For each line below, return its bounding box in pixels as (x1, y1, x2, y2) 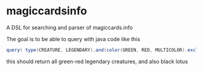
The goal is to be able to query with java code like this (6, 35, 141, 42)
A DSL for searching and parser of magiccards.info (6, 24, 133, 31)
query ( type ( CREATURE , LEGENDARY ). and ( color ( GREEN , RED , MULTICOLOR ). (6, 47, 188, 53)
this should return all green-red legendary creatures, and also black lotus (6, 58, 188, 65)
